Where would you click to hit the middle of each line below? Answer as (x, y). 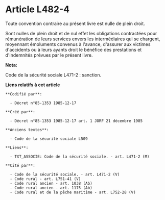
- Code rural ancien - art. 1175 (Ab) (51, 188)
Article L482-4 (38, 9)
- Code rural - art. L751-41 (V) (45, 179)
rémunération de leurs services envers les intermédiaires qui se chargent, (83, 39)
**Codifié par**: (24, 94)
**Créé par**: (20, 112)
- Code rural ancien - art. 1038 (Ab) (51, 183)
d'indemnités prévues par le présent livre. (49, 55)
